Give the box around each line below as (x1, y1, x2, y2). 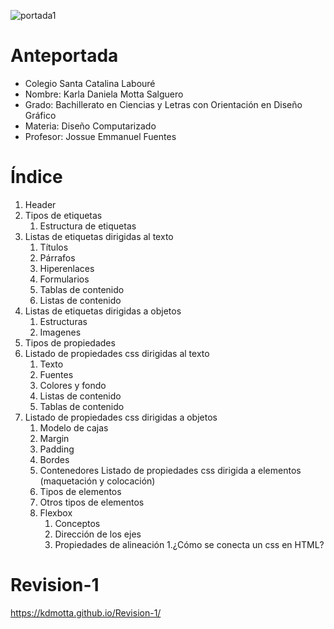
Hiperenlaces (39, 262, 95, 274)
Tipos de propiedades (24, 336, 116, 349)
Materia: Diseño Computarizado (24, 120, 157, 132)
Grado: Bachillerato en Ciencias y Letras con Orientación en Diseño (24, 98, 303, 110)
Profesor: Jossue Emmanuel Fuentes (24, 130, 177, 142)
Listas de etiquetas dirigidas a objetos (24, 305, 182, 317)
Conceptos (54, 517, 101, 529)
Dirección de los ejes (54, 528, 142, 540)
